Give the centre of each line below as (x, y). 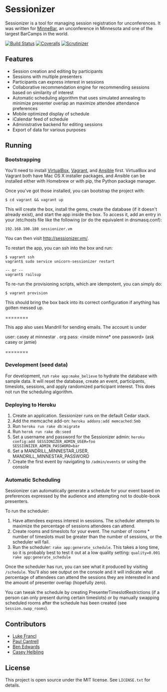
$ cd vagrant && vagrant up (34, 200)
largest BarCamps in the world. (37, 34)
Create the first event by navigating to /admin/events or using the (79, 462)
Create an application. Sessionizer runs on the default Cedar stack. (81, 416)
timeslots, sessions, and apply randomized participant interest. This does (80, 386)
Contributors (26, 624)
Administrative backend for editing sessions (58, 124)
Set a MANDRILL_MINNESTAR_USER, (50, 451)
